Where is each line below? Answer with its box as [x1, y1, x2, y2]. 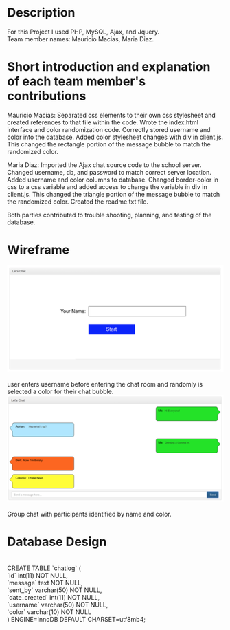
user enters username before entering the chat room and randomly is [7, 380, 203, 389]
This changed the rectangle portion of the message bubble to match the [7, 140, 211, 149]
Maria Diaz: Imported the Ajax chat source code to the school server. [7, 160, 202, 169]
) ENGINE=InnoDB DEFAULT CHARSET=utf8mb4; [7, 615, 146, 623]
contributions [7, 88, 87, 104]
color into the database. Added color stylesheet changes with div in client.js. [7, 133, 224, 141]
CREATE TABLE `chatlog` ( [7, 564, 81, 572]
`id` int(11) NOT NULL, [7, 571, 69, 579]
